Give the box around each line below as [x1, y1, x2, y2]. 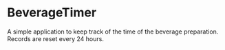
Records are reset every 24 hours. [7, 34, 105, 42]
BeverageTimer [7, 5, 97, 21]
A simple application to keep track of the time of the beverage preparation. [7, 27, 219, 36]
